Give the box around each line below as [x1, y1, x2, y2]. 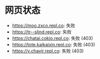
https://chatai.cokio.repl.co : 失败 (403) [12, 35, 93, 41]
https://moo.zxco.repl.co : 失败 [12, 22, 76, 28]
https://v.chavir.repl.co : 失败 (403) [12, 48, 84, 54]
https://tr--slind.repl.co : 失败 [12, 28, 72, 35]
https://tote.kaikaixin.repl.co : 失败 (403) [12, 41, 95, 47]
